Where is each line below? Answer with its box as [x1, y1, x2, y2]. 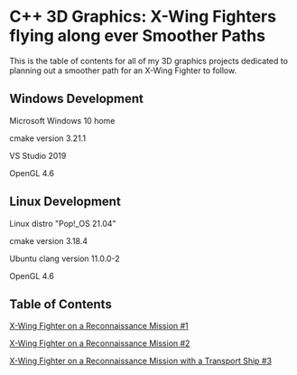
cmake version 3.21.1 [9, 133, 87, 144]
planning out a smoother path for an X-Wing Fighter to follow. [9, 65, 237, 76]
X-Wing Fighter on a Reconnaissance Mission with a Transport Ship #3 [9, 355, 273, 367]
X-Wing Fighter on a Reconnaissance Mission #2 [9, 338, 190, 349]
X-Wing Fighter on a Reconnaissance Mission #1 [9, 321, 190, 332]
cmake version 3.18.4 [9, 235, 88, 246]
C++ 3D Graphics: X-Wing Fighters [9, 6, 277, 27]
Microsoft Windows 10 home [9, 115, 116, 126]
